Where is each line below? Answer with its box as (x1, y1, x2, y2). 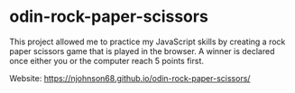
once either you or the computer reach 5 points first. (9, 55, 205, 66)
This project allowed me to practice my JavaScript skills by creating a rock (9, 36, 286, 47)
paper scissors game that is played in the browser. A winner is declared (9, 45, 275, 56)
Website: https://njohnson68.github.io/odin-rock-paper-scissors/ (9, 72, 251, 83)
